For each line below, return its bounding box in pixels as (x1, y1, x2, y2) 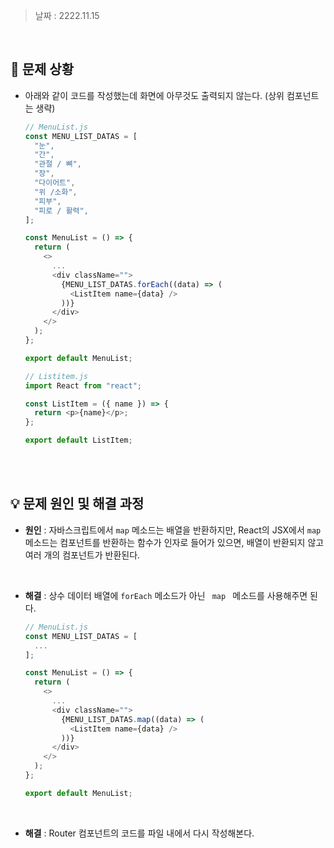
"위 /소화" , (34, 187, 78, 197)
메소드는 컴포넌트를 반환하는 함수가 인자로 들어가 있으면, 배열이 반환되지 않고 (24, 536, 325, 548)
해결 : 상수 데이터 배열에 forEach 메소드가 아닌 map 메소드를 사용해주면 (24, 589, 308, 601)
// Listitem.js (24, 371, 89, 381)
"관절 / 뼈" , (34, 159, 82, 169)
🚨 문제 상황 (10, 61, 75, 78)
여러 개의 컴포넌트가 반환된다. (24, 549, 141, 561)
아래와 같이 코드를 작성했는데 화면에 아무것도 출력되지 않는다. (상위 (24, 89, 285, 101)
